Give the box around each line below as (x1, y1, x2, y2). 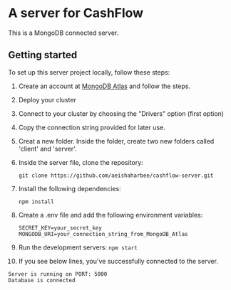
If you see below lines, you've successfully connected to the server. (18, 257, 218, 265)
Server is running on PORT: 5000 (8, 270, 108, 278)
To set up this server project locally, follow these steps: (8, 68, 170, 76)
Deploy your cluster (18, 95, 77, 104)
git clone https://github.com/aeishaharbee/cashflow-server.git (18, 172, 214, 179)
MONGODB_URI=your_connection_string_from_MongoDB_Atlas (18, 230, 188, 237)
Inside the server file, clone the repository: (18, 158, 143, 166)
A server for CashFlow (8, 5, 144, 21)
